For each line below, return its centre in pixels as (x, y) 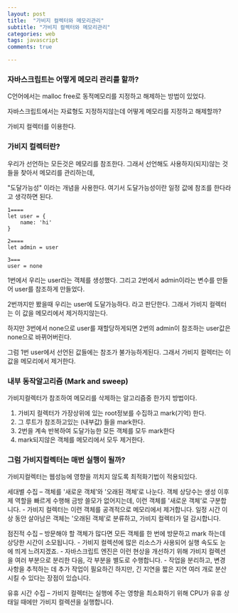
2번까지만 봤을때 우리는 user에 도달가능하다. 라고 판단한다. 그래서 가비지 (108, 304)
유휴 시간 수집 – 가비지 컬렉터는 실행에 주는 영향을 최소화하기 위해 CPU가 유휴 (115, 593)
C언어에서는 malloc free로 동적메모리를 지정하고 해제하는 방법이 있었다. (107, 96)
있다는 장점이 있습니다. (59, 578)
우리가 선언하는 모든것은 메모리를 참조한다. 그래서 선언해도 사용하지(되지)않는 (114, 164)
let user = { (27, 216)
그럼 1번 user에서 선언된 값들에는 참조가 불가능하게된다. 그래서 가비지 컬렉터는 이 (119, 352)
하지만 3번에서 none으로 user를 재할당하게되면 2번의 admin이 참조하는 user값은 (119, 328)
